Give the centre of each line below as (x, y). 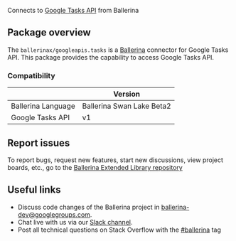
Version (127, 94)
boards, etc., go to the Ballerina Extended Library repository (95, 167)
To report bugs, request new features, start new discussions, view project (116, 160)
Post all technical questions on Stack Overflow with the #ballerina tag (119, 230)
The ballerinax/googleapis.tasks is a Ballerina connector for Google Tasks (118, 50)
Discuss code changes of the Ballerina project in (88, 207)
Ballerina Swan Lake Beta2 (127, 106)
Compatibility (31, 75)
